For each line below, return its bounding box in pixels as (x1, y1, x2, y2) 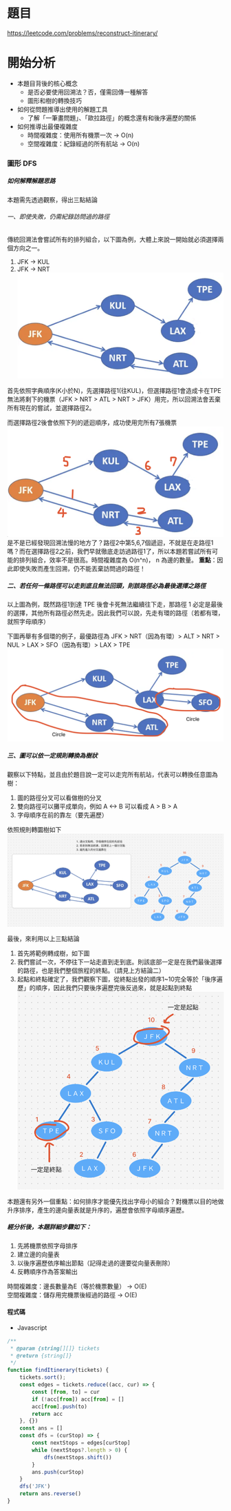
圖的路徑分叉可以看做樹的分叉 (16, 793, 102, 802)
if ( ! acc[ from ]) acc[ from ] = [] (32, 1396, 125, 1403)
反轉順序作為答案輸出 (16, 1267, 78, 1275)
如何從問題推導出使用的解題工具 (16, 105, 108, 113)
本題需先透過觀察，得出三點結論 (7, 195, 98, 203)
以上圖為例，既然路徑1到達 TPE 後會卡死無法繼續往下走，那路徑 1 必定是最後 (7, 600, 223, 609)
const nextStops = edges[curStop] (32, 1439, 131, 1447)
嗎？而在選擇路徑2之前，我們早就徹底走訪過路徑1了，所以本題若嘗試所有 (7, 547, 212, 556)
